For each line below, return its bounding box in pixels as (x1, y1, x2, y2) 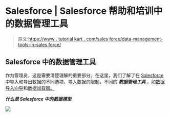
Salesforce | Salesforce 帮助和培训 (5, 5, 154, 17)
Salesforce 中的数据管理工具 (5, 58, 96, 66)
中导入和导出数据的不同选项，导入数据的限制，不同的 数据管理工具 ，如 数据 (5, 78, 165, 85)
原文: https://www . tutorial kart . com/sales (17, 36, 109, 42)
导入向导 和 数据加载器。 (5, 85, 55, 91)
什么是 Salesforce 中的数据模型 (5, 96, 72, 102)
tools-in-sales (17, 41, 48, 48)
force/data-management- (109, 36, 163, 42)
